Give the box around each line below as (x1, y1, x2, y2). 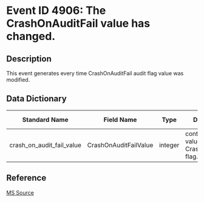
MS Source (6, 189, 35, 196)
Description (6, 53, 52, 64)
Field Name (103, 115, 137, 124)
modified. (6, 76, 30, 83)
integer (158, 141, 180, 149)
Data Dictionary (6, 93, 67, 104)
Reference (6, 173, 47, 183)
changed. (6, 30, 56, 43)
